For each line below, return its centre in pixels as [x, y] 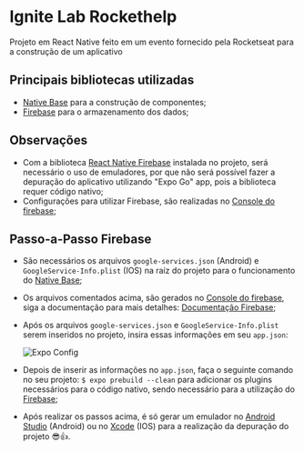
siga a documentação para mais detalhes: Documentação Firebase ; [149, 307]
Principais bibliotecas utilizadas [102, 80]
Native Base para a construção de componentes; [114, 102]
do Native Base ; [52, 280]
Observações [49, 140]
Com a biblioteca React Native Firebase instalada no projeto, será [145, 162]
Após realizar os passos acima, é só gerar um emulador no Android [149, 416]
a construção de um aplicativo [66, 51]
